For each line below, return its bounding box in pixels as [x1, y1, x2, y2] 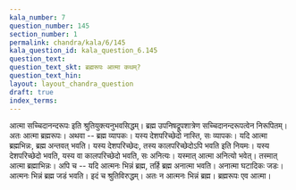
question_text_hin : [9, 71, 82, 80]
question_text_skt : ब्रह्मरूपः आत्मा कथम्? [9, 63, 141, 72]
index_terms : [9, 95, 58, 105]
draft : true [9, 87, 54, 96]
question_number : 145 [9, 21, 90, 30]
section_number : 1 [9, 29, 78, 38]
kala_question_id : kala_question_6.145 [9, 46, 158, 55]
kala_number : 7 [9, 12, 66, 22]
